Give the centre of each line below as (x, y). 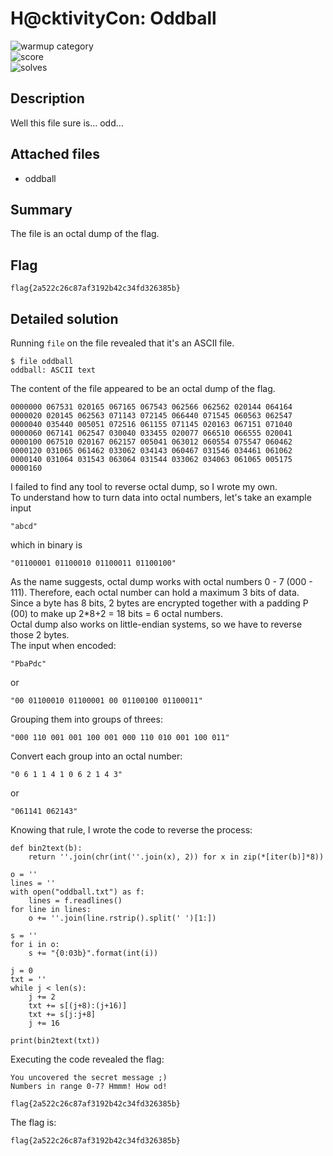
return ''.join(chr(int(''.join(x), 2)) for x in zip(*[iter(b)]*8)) (176, 857)
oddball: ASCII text (53, 370)
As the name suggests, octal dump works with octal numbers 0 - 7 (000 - (161, 581)
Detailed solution (64, 318)
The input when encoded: (63, 645)
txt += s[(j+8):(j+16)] (78, 1006)
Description (47, 98)
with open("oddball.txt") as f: (77, 892)
